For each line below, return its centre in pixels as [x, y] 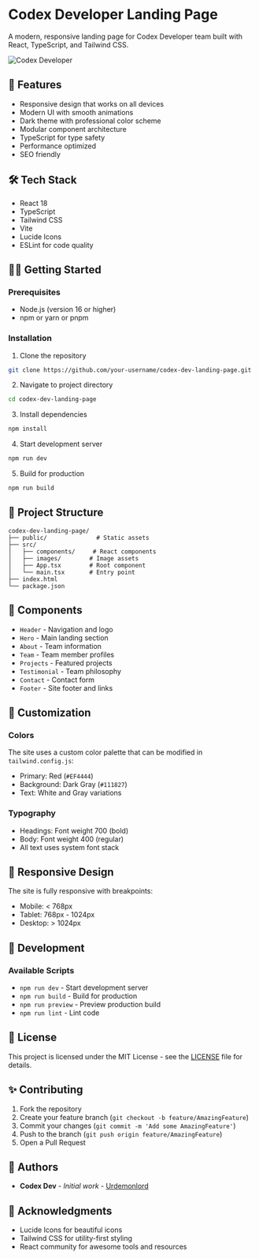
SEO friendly [40, 154]
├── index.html [33, 579]
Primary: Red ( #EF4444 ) [56, 776]
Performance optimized [58, 146]
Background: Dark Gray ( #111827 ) [73, 785]
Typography [32, 813]
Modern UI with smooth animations [76, 112]
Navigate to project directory [66, 385]
